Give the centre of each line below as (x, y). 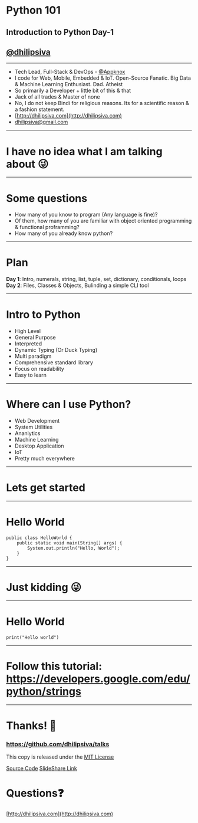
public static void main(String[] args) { (70, 543)
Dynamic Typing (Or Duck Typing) (56, 350)
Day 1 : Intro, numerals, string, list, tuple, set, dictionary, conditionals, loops (96, 279)
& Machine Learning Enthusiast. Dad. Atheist (68, 84)
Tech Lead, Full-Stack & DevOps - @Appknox (70, 72)
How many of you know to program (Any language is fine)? (86, 215)
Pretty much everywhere (45, 459)
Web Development (37, 421)
